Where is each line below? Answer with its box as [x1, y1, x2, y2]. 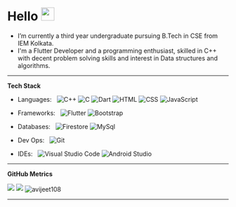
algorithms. [17, 61, 51, 69]
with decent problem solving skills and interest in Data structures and [17, 53, 218, 62]
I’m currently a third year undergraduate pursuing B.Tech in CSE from [17, 32, 218, 40]
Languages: [17, 95, 52, 103]
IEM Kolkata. [17, 39, 54, 47]
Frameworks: [17, 109, 56, 117]
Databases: [17, 122, 51, 131]
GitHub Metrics [7, 169, 53, 178]
